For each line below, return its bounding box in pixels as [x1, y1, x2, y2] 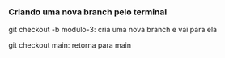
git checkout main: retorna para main [8, 40, 132, 50]
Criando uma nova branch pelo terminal [8, 6, 168, 18]
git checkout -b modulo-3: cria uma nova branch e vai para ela [8, 25, 217, 35]
